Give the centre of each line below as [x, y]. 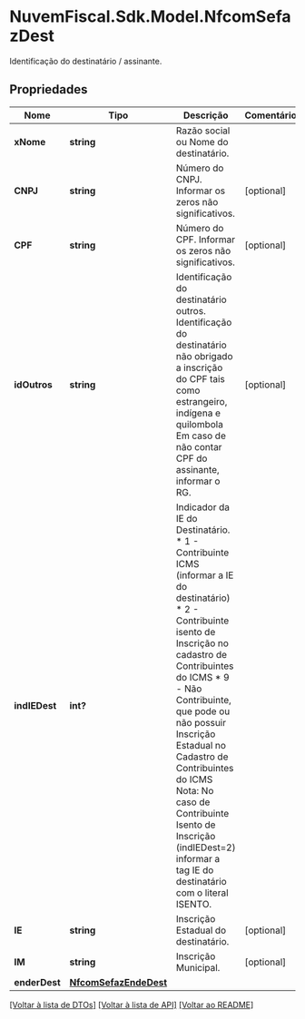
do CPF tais [200, 378]
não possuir [201, 722]
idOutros [33, 385]
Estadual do [201, 930]
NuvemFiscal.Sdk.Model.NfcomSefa [150, 17]
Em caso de [201, 436]
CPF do [192, 458]
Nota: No [195, 790]
